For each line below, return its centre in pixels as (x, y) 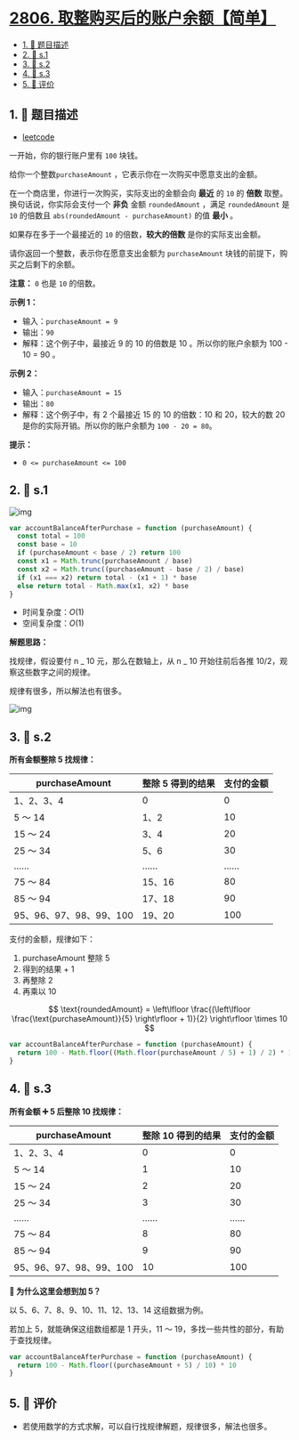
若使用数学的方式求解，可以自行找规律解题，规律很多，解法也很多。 (147, 1427)
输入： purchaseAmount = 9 (70, 320)
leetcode (38, 137)
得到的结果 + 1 (48, 969)
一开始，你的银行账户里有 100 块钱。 (76, 155)
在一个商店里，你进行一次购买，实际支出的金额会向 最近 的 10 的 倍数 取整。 (148, 193)
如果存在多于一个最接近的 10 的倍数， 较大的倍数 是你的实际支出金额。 (137, 234)
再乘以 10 (39, 991)
